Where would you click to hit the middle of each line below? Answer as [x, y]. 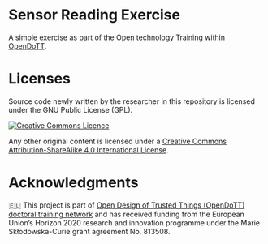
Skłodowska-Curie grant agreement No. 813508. [89, 231]
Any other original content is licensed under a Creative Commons [118, 141]
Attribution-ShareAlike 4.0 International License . [89, 150]
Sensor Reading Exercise [95, 15]
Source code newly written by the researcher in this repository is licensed [132, 101]
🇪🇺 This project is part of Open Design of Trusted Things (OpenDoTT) [127, 205]
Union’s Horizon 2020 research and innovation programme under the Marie [134, 223]
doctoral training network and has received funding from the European [127, 214]
